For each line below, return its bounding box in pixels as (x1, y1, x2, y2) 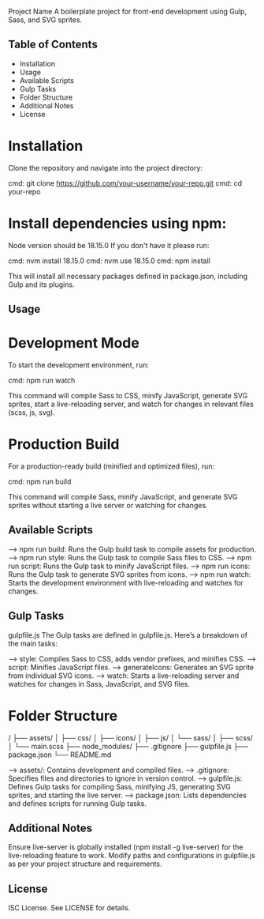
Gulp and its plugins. (8, 280, 75, 289)
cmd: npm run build (8, 476, 72, 486)
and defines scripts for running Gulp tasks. (8, 798, 147, 808)
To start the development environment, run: (8, 360, 150, 370)
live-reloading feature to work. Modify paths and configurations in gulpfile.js (8, 851, 256, 861)
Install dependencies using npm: (8, 214, 227, 232)
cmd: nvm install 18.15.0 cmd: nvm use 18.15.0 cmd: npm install (8, 256, 210, 266)
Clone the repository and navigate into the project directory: (8, 163, 203, 172)
